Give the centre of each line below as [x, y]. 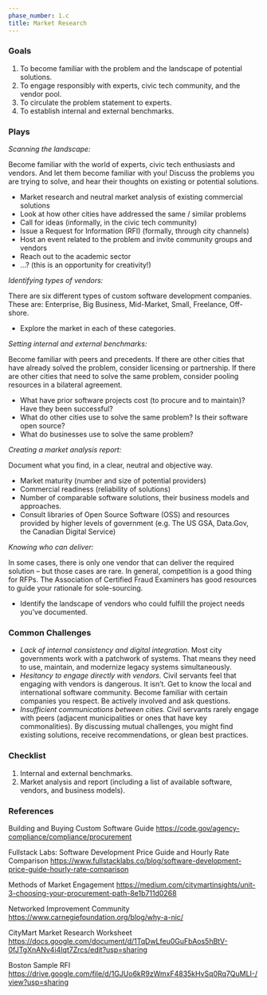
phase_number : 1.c [39, 16]
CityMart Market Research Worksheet [70, 933]
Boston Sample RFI [39, 965]
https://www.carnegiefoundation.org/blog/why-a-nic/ [96, 917]
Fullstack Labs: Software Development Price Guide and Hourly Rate [119, 852]
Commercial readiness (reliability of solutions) [95, 489]
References [31, 810]
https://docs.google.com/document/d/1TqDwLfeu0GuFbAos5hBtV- [118, 941]
